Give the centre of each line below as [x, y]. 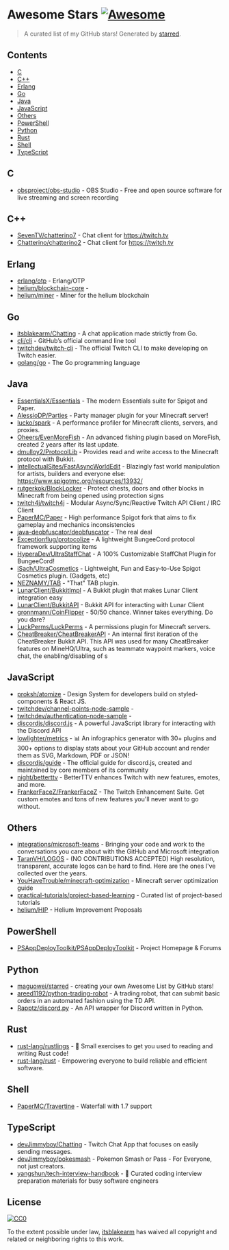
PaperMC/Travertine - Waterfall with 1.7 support [84, 1106]
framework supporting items [57, 546]
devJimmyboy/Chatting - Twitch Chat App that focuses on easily [108, 1144]
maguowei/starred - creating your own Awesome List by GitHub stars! [115, 986]
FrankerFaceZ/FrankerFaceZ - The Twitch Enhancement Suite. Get [111, 792]
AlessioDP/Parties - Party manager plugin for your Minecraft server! [112, 415]
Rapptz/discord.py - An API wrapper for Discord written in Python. [110, 1008]
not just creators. [41, 1166]
